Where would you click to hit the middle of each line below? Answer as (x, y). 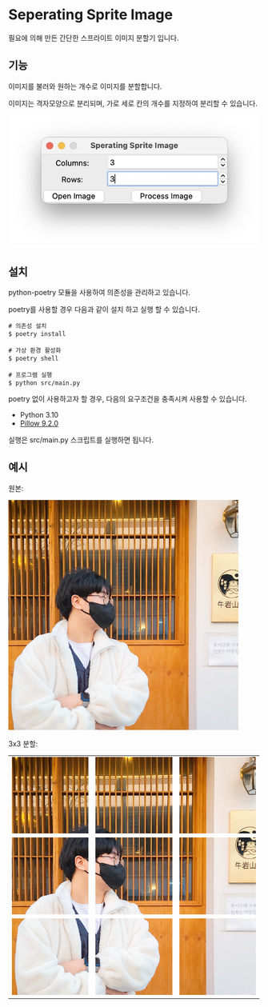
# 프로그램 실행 (30, 375)
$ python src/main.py (44, 383)
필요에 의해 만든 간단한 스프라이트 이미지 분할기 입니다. (94, 38)
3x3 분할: (23, 743)
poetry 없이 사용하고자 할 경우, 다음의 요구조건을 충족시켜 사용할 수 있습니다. (128, 398)
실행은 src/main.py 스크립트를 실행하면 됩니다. (81, 440)
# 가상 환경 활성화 (35, 350)
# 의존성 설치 (28, 326)
